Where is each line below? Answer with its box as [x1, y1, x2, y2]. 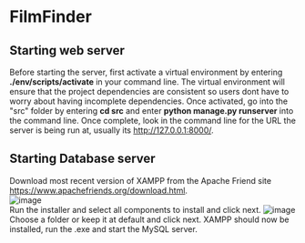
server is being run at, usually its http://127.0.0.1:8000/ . [9, 125, 214, 136]
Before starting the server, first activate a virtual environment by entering [9, 66, 283, 77]
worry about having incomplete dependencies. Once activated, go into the [9, 96, 289, 106]
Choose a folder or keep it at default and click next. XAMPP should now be [9, 214, 290, 225]
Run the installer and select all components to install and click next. [9, 204, 261, 215]
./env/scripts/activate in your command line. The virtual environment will [9, 76, 285, 87]
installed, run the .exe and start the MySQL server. [9, 223, 198, 234]
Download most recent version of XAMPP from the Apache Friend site [9, 175, 271, 186]
